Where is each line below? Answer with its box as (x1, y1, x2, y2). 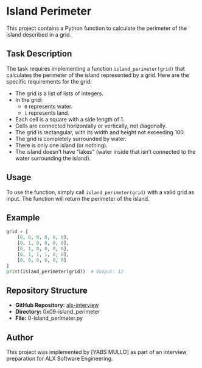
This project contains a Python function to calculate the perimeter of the (6, 24, 187, 32)
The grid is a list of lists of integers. (15, 90, 103, 97)
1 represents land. (24, 109, 70, 117)
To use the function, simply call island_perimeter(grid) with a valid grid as (6, 188, 195, 196)
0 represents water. (24, 103, 73, 110)
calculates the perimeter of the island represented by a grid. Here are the (6, 71, 190, 79)
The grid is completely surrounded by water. (15, 135, 127, 142)
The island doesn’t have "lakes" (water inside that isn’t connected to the (15, 148, 196, 155)
